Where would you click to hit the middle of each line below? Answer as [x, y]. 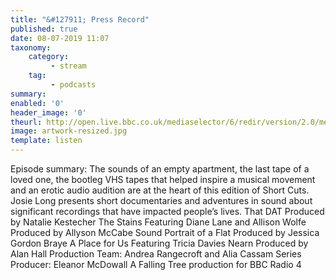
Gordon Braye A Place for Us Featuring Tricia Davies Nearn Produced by [159, 243]
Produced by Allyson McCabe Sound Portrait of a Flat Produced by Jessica [165, 232]
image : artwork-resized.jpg [69, 131]
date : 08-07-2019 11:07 [60, 38]
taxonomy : [31, 47]
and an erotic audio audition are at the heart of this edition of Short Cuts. [160, 190]
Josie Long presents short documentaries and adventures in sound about [161, 200]
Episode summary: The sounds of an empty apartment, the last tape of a [160, 169]
